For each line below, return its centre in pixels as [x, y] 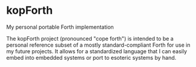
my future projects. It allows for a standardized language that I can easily [97, 51]
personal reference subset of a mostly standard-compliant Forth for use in [98, 45]
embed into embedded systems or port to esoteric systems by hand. [91, 57]
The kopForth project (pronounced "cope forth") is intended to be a [90, 38]
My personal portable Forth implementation [60, 27]
